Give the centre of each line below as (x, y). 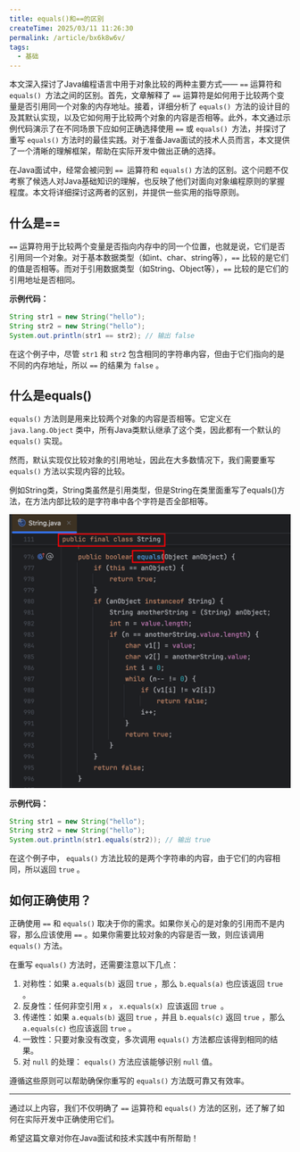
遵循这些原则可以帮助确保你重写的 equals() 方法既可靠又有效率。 (129, 1081)
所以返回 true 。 (54, 869)
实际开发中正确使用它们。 (71, 1119)
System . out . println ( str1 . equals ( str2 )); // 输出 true (110, 840)
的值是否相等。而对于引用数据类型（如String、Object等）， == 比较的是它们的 (149, 269)
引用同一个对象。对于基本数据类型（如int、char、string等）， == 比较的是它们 (149, 257)
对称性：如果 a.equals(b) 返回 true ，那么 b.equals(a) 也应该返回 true (153, 984)
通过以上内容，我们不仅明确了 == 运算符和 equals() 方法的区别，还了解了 (143, 1108)
